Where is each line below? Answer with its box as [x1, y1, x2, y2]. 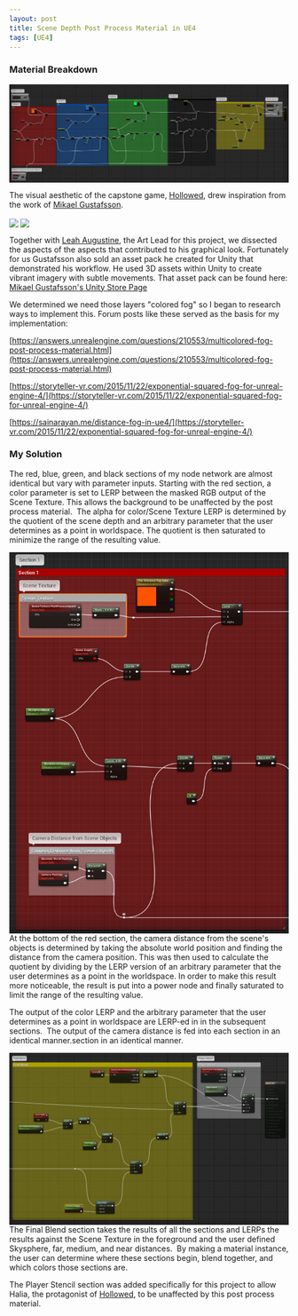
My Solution [9, 448, 63, 461]
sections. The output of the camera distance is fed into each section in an [9, 1026, 281, 1036]
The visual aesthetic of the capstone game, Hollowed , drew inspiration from [9, 190, 286, 201]
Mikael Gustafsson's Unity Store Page [9, 281, 148, 292]
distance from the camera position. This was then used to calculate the [9, 952, 269, 963]
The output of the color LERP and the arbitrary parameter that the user [9, 1007, 267, 1018]
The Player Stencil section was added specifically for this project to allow [9, 1279, 277, 1289]
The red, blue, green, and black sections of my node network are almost [9, 468, 273, 479]
